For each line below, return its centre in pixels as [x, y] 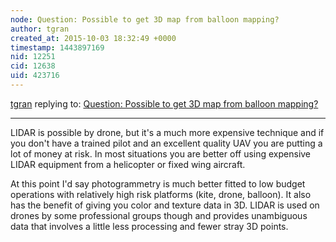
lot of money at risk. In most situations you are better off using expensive [161, 153]
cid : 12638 [33, 66]
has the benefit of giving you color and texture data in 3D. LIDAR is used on [165, 205]
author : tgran [40, 29]
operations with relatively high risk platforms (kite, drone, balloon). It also [161, 194]
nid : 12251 [33, 57]
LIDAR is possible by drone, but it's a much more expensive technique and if [167, 132]
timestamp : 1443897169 [57, 47]
